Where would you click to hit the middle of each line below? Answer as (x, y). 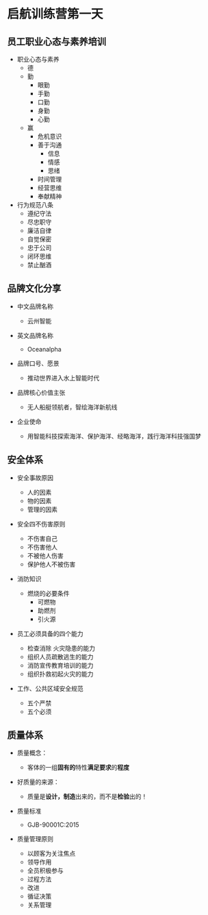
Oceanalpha (44, 349)
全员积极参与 (45, 870)
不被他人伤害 (45, 555)
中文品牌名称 (35, 306)
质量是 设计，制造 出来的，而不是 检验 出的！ (87, 796)
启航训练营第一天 (55, 14)
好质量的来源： (38, 782)
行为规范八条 (35, 205)
